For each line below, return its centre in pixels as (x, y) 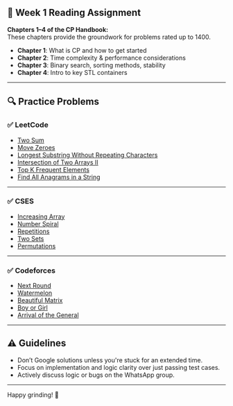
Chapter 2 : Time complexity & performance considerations (101, 58)
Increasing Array (41, 217)
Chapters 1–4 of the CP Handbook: (58, 29)
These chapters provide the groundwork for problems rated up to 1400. (109, 37)
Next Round (34, 286)
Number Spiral (38, 223)
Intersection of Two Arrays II (58, 162)
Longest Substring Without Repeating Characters (87, 155)
